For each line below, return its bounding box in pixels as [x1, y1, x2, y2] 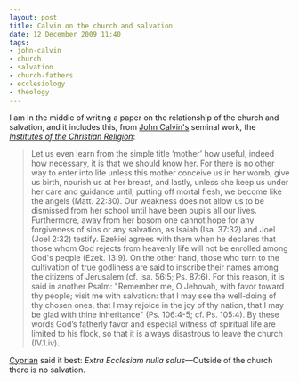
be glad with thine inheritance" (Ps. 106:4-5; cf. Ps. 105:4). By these [30, 309, 279, 320]
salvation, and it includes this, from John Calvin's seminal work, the [9, 121, 256, 132]
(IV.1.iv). [30, 337, 60, 348]
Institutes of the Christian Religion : [9, 131, 136, 142]
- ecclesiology [9, 79, 66, 88]
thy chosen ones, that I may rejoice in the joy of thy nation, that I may [30, 299, 285, 310]
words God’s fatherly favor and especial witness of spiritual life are [30, 318, 276, 329]
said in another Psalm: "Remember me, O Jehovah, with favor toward [30, 280, 285, 291]
